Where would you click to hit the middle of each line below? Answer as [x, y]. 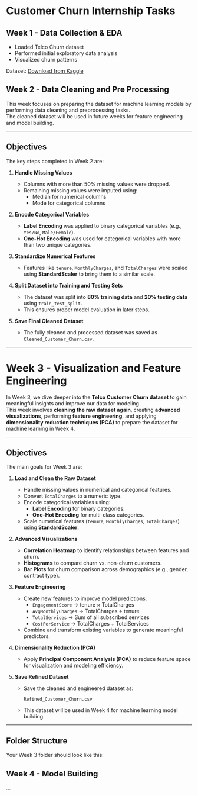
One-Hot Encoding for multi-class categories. [88, 515]
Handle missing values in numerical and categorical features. [98, 490]
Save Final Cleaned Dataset [49, 321]
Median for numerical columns [69, 196]
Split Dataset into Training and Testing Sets [69, 285]
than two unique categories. [57, 244]
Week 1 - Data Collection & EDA [64, 33]
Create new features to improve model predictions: [85, 598]
